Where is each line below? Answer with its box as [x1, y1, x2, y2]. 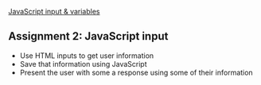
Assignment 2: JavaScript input [8, 29, 169, 43]
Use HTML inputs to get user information [19, 51, 154, 60]
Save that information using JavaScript [19, 59, 147, 68]
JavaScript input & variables [8, 7, 100, 16]
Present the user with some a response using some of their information [19, 68, 253, 77]
